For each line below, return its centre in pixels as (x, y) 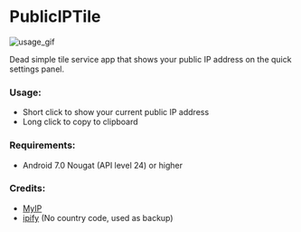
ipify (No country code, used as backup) (98, 217)
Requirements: (42, 145)
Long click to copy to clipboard (80, 122)
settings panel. (37, 69)
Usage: (26, 92)
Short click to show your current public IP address (116, 112)
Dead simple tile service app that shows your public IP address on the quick (150, 59)
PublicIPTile (55, 17)
